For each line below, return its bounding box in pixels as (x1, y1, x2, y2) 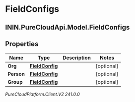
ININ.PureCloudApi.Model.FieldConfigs (5, 23, 130, 32)
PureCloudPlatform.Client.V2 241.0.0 (5, 91, 80, 97)
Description (63, 54, 91, 61)
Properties (5, 39, 39, 48)
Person (7, 70, 25, 77)
